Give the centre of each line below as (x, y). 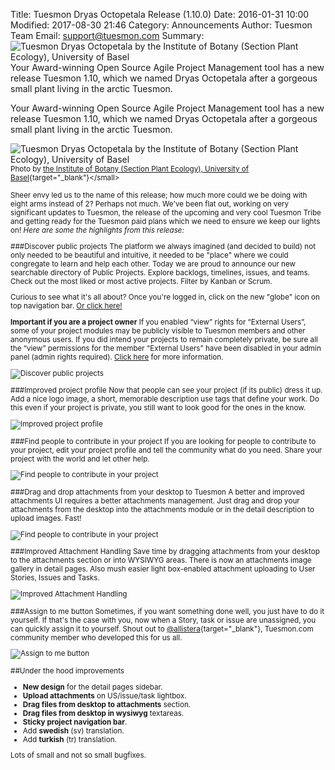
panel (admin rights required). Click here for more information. (117, 357)
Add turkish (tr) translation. (69, 739)
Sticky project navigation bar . (75, 722)
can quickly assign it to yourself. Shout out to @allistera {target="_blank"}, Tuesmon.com (162, 629)
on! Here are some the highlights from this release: (97, 230)
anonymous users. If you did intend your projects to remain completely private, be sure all (164, 339)
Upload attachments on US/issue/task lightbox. (104, 695)
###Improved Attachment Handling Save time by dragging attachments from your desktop (165, 552)
